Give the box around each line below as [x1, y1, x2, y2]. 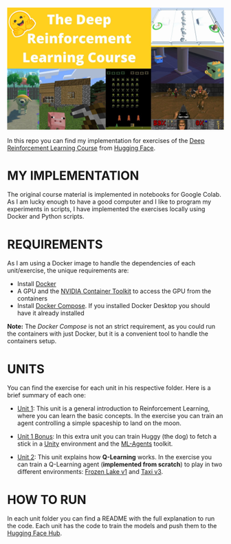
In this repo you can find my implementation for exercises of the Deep [7, 136, 205, 144]
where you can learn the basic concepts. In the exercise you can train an [16, 412, 223, 420]
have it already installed [16, 309, 85, 317]
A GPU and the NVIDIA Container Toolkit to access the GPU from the [16, 287, 212, 296]
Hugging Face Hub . [7, 529, 63, 537]
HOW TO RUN [7, 492, 87, 508]
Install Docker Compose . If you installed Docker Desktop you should [16, 302, 210, 310]
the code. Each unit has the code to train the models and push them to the [7, 522, 217, 530]
